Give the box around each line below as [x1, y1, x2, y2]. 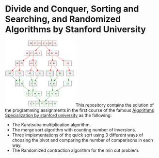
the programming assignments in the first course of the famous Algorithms [5, 107, 154, 113]
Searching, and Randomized [5, 14, 121, 25]
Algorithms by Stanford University [5, 24, 146, 35]
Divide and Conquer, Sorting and [5, 3, 139, 14]
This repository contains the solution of [75, 102, 154, 108]
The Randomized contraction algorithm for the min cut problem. [12, 147, 140, 153]
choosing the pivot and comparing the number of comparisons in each [12, 137, 153, 143]
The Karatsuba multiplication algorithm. [12, 122, 91, 128]
